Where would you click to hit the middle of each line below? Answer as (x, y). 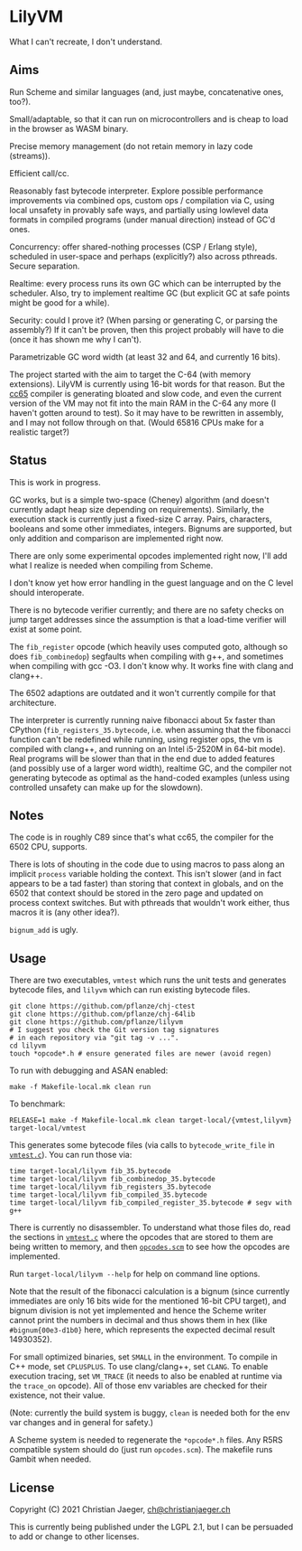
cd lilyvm (28, 1046)
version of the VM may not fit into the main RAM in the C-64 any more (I (143, 403)
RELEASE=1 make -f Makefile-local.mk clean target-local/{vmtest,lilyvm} (151, 1121)
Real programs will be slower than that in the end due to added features (142, 758)
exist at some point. (46, 629)
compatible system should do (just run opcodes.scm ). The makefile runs (141, 1450)
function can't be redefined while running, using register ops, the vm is (141, 739)
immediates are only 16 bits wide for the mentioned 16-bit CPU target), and (148, 1301)
